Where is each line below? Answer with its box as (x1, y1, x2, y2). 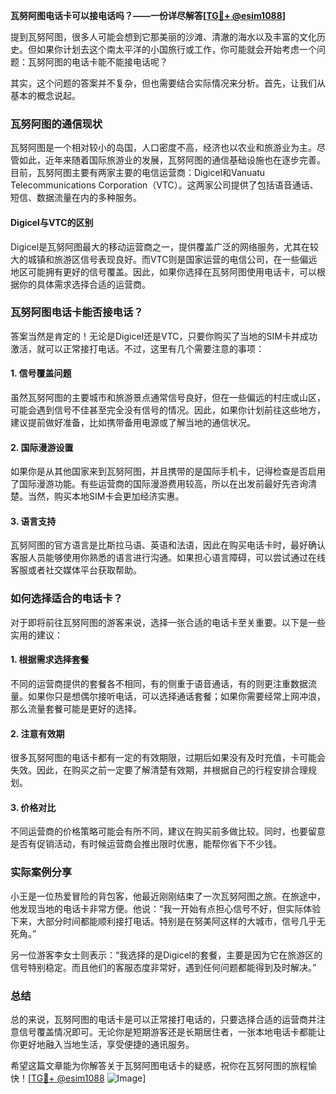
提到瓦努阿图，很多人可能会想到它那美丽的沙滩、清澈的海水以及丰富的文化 (10, 31, 317, 43)
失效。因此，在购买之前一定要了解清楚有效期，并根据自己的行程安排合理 (10, 764, 308, 776)
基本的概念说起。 (10, 90, 81, 101)
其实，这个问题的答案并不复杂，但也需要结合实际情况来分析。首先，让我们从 (10, 77, 326, 89)
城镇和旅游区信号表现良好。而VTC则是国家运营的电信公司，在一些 (27, 253, 300, 265)
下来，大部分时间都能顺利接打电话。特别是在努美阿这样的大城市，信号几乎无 (10, 915, 326, 927)
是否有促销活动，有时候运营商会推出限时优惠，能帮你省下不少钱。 (10, 838, 282, 850)
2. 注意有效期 (10, 727, 65, 739)
